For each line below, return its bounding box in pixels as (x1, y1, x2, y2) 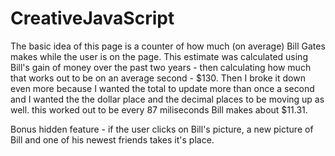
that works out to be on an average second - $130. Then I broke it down (10, 72, 306, 84)
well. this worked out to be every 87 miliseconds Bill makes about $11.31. (10, 103, 308, 116)
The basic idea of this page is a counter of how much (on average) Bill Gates (10, 40, 326, 52)
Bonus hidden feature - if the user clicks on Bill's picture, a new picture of (10, 123, 314, 135)
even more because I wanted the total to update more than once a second (10, 82, 315, 94)
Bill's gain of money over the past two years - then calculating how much (10, 61, 312, 73)
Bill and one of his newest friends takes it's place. (10, 133, 215, 146)
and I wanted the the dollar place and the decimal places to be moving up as (10, 93, 325, 105)
